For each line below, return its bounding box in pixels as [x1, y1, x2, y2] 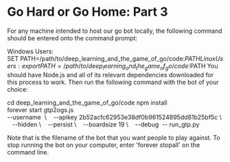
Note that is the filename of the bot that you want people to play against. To [7, 133, 221, 141]
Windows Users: [7, 47, 54, 55]
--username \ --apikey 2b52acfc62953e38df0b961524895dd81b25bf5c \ [7, 113, 222, 121]
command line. [7, 148, 49, 156]
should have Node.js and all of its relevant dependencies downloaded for [7, 70, 214, 79]
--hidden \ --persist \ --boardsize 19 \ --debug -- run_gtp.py [12, 120, 200, 129]
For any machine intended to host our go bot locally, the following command [7, 27, 222, 35]
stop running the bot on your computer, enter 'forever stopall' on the [7, 141, 200, 149]
